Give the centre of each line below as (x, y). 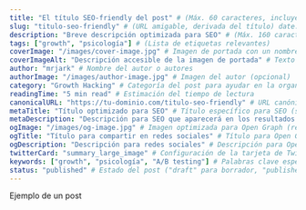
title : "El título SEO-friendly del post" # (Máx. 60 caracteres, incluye (154, 18)
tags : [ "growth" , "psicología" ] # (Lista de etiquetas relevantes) (140, 43)
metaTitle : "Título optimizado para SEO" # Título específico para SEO (148, 111)
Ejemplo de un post (46, 195)
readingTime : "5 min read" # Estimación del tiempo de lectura (132, 94)
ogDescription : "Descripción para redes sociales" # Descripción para (146, 145)
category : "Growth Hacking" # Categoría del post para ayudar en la (142, 85)
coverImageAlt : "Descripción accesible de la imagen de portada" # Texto (153, 60)
